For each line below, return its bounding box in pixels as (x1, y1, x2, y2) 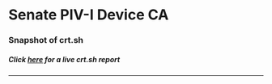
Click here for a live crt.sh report (8, 54, 121, 64)
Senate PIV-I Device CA (8, 6, 169, 24)
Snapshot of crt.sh (8, 35, 83, 46)
